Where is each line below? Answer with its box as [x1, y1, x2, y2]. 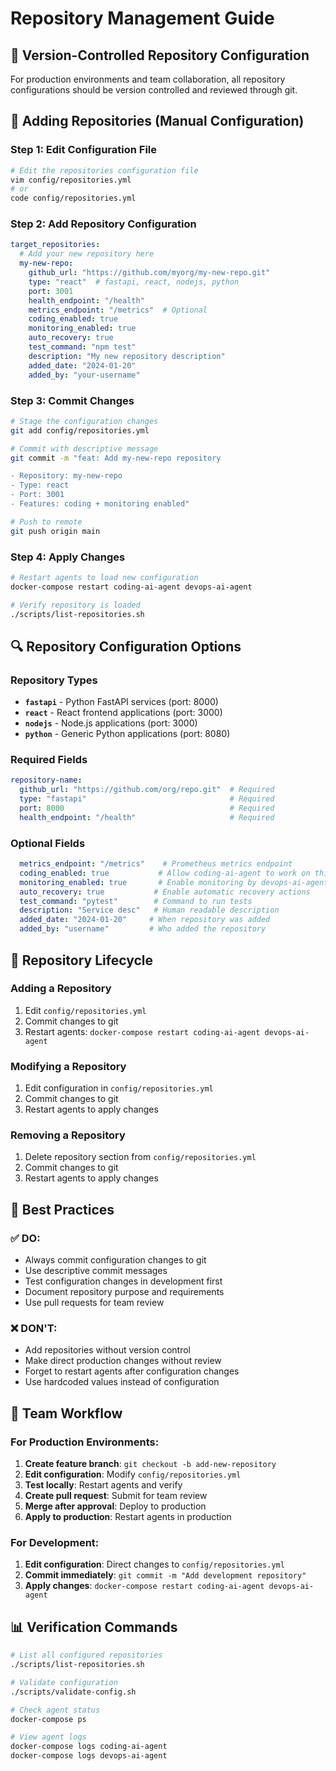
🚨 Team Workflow [10, 1405, 123, 1422]
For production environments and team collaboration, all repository [10, 73, 286, 85]
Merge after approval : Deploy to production [24, 1500, 207, 1512]
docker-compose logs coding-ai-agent [10, 1742, 168, 1752]
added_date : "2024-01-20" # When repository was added [19, 915, 271, 925]
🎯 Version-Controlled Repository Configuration [10, 47, 310, 64]
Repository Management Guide [10, 7, 275, 30]
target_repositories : [10, 240, 101, 250]
